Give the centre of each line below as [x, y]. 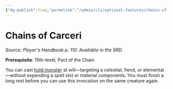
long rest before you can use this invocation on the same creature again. [82, 81]
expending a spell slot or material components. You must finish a [95, 75]
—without [15, 75]
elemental [154, 69]
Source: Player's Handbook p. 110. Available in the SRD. [64, 50]
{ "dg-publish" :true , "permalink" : [41, 10]
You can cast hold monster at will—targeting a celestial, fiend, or [74, 69]
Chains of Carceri [44, 35]
